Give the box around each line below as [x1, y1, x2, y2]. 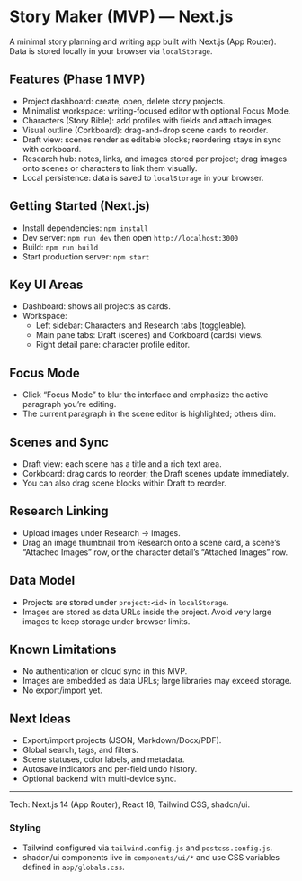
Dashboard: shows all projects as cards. [22, 301, 171, 312]
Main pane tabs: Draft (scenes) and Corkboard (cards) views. [35, 330, 263, 341]
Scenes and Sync [9, 434, 110, 450]
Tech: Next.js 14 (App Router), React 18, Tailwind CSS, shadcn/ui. [9, 799, 251, 810]
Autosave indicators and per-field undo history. [22, 764, 198, 775]
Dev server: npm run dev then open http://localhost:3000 [22, 232, 239, 242]
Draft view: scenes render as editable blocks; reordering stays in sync [22, 133, 282, 145]
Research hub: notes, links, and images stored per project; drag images [22, 153, 288, 164]
